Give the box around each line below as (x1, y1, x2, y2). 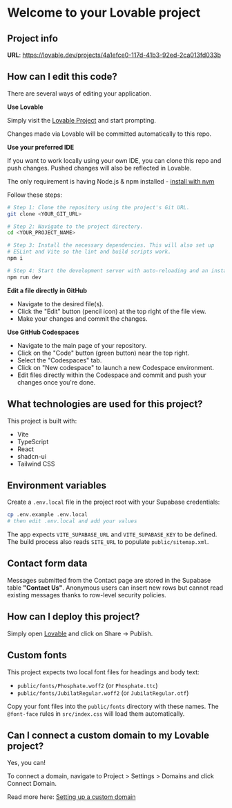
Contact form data (7, 558, 88, 570)
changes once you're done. (17, 378, 96, 386)
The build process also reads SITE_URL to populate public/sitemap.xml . (7, 538, 209, 546)
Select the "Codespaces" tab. (17, 355, 102, 365)
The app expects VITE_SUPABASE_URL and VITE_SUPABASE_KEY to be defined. (7, 530, 217, 538)
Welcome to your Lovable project (7, 5, 201, 21)
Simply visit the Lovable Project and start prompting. (7, 116, 157, 124)
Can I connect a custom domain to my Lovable (7, 729, 209, 741)
